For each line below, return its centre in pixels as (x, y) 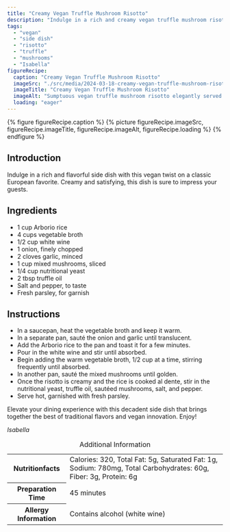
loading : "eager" (38, 103)
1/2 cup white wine (43, 242)
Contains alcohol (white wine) (117, 514)
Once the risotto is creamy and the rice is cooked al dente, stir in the (113, 381)
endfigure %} (26, 136)
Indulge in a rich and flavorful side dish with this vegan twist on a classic (109, 175)
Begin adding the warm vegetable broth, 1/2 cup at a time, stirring (110, 359)
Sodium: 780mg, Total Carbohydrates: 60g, (139, 468)
